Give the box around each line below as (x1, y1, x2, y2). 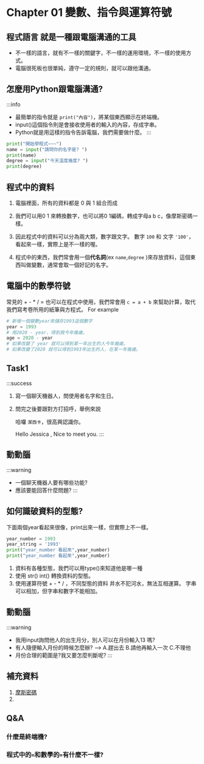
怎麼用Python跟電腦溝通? (6, 84, 104, 95)
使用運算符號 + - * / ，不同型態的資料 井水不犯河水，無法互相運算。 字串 (15, 580, 197, 587)
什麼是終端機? (6, 732, 47, 741)
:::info (6, 100, 21, 108)
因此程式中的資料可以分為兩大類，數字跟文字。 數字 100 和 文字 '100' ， (15, 233, 194, 240)
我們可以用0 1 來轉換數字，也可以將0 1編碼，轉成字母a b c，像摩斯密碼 (15, 212, 193, 219)
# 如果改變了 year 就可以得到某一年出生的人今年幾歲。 (6, 340, 128, 347)
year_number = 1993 (6, 535, 56, 542)
